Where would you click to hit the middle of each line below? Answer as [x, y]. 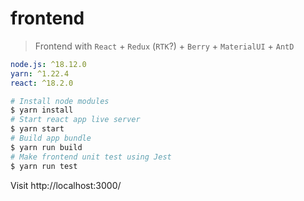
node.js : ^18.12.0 [48, 64]
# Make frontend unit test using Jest [91, 157]
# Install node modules [60, 101]
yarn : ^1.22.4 [40, 73]
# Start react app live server [75, 120]
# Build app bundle [51, 138]
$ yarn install [42, 110]
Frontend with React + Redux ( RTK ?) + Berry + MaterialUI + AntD [164, 46]
